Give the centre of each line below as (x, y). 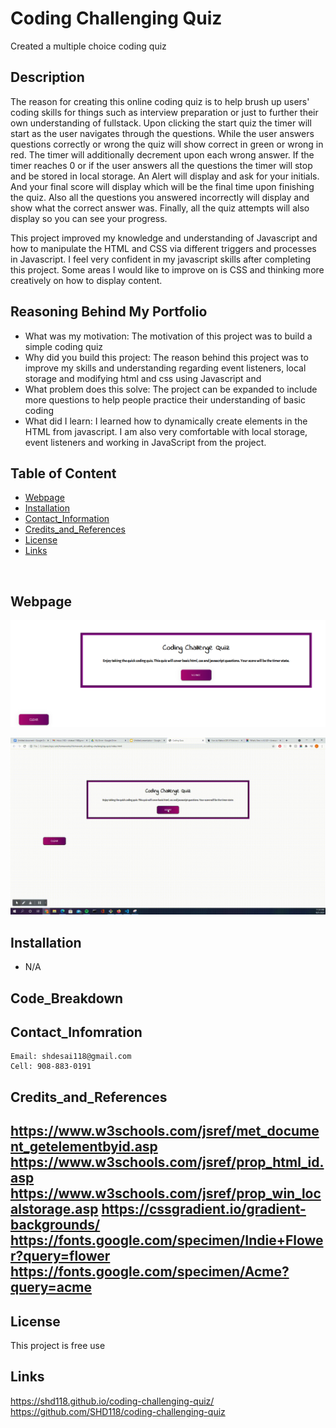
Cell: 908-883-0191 (51, 1067)
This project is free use (58, 1346)
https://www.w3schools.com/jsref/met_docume (165, 1131)
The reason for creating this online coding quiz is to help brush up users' (160, 101)
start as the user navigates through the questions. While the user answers (162, 133)
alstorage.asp (54, 1209)
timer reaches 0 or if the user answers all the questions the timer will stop (161, 165)
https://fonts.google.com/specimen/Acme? (150, 1272)
